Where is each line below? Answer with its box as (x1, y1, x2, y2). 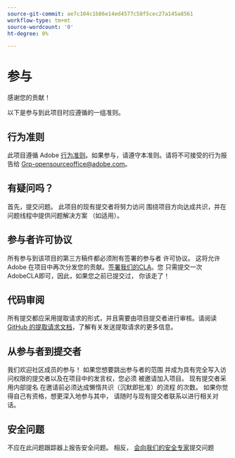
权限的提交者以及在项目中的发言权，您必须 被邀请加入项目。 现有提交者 (13, 374, 220, 383)
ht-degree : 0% (7, 30, 49, 37)
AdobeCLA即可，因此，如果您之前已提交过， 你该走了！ (7, 271, 170, 280)
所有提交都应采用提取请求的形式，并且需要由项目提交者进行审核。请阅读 (7, 314, 217, 323)
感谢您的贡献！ (7, 93, 51, 102)
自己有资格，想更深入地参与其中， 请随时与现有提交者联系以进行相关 (13, 392, 212, 400)
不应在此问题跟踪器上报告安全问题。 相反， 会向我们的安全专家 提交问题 (7, 443, 215, 452)
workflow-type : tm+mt (7, 17, 71, 24)
